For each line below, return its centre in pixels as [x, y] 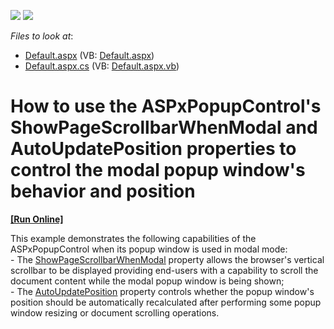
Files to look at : [42, 36]
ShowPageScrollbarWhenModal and [164, 127]
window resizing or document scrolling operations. [115, 312]
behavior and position [103, 191]
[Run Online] [37, 219]
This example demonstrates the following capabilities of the [133, 238]
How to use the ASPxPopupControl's [166, 106]
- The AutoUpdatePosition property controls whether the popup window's [162, 291]
